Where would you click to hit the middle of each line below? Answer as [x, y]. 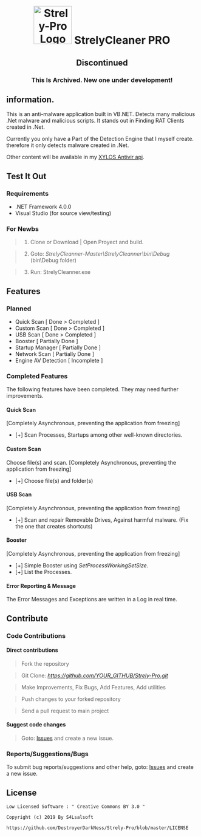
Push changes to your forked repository [71, 699]
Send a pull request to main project [65, 711]
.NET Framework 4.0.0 [43, 207]
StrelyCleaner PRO [122, 40]
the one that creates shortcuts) [54, 526]
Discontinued [102, 63]
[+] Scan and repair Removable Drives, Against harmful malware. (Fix [102, 520]
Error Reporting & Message [41, 586]
